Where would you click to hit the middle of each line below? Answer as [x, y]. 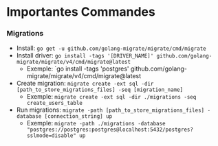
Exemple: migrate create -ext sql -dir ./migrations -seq [111, 97]
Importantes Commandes [81, 12]
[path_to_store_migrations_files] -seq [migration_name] [100, 90]
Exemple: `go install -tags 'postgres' [78, 69]
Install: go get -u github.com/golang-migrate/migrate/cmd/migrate [111, 48]
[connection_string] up [78, 117]
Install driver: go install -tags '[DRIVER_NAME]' [85, 56]
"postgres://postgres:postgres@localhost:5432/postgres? [110, 130]
